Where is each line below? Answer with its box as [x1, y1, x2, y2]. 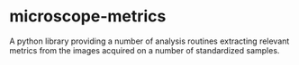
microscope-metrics [9, 6, 167, 27]
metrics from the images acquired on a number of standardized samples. [9, 45, 280, 55]
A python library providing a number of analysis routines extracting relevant [9, 36, 290, 46]
